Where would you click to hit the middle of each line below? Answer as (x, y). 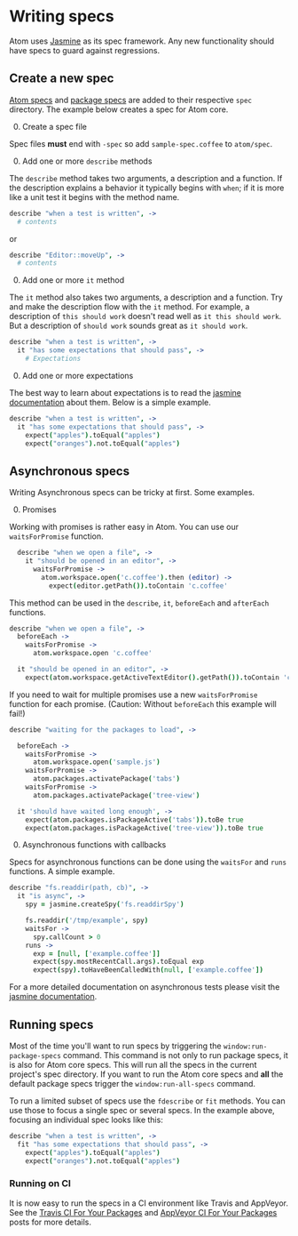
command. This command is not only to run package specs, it (176, 1055)
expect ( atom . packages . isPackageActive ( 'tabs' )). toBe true (134, 820)
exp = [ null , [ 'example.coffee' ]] (97, 953)
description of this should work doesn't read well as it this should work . (145, 317)
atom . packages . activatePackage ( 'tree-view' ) (116, 795)
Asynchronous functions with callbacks (94, 845)
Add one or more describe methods (87, 161)
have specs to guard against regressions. (85, 50)
